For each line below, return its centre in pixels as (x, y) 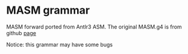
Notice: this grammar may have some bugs (60, 45)
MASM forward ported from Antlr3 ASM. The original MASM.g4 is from (94, 27)
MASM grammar (48, 10)
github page (21, 33)
